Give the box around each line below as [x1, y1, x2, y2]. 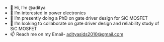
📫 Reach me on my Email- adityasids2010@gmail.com [10, 31, 124, 37]
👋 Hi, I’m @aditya [10, 5, 46, 10]
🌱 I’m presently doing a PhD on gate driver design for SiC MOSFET [10, 15, 148, 21]
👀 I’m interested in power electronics [10, 10, 86, 16]
